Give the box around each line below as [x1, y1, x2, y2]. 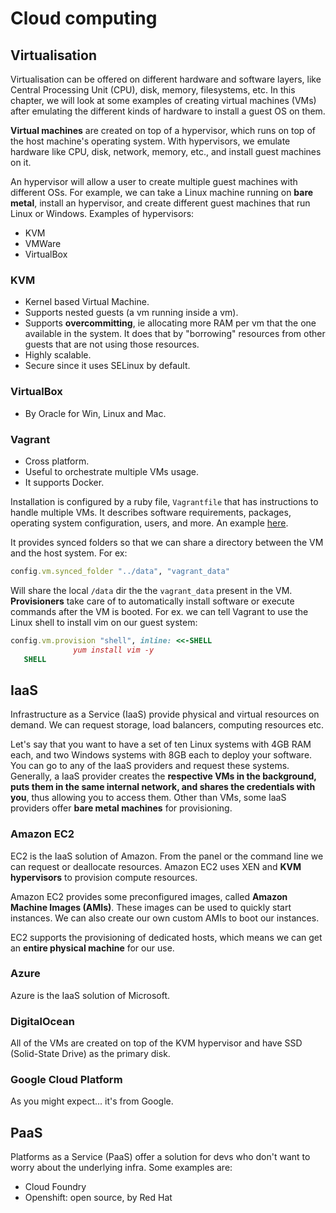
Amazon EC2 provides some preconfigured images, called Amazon [10, 890, 288, 902]
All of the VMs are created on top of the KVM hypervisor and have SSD [10, 1037, 303, 1049]
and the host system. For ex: [10, 547, 128, 559]
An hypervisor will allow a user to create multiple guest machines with [10, 176, 298, 187]
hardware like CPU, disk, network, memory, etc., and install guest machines [10, 146, 322, 157]
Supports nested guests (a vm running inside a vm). [24, 307, 239, 319]
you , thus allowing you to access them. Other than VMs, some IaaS [10, 792, 287, 804]
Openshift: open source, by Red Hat [24, 1192, 173, 1204]
